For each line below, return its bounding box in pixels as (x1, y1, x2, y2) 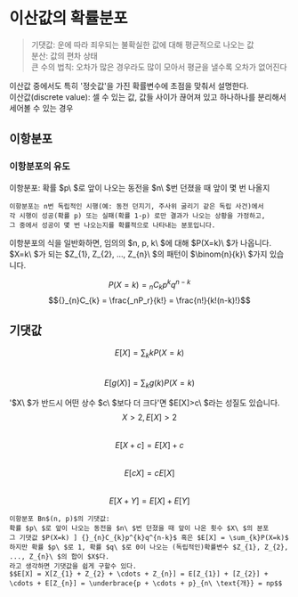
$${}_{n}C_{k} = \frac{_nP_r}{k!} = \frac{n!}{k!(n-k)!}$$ (48, 295, 251, 306)
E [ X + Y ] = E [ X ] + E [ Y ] (109, 495, 190, 506)
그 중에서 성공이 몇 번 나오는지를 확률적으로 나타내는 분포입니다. (9, 220, 216, 230)
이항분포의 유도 (9, 160, 71, 173)
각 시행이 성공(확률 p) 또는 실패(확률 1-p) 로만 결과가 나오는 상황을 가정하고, (9, 211, 266, 220)
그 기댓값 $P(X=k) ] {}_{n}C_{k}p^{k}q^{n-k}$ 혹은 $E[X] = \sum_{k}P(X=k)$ (9, 534, 289, 543)
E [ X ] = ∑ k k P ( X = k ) (114, 347, 185, 360)
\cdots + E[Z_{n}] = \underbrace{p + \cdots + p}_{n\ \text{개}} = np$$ (9, 579, 283, 588)
